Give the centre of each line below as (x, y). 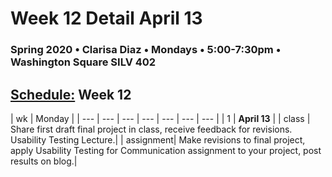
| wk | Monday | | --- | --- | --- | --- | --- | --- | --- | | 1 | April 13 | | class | (160, 118)
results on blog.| (44, 161)
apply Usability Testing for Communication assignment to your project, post (166, 150)
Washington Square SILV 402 (83, 62)
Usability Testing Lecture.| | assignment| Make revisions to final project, (158, 139)
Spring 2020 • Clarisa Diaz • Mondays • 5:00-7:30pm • (146, 50)
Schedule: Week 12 (71, 94)
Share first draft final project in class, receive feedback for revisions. (151, 129)
